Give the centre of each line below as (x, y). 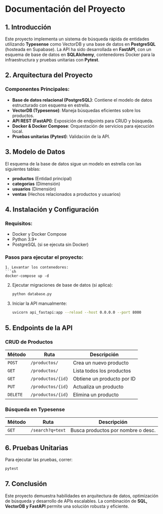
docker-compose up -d (27, 276)
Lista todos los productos (102, 371)
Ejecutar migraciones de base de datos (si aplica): (62, 285)
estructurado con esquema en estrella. (51, 105)
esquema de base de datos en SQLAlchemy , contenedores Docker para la (80, 54)
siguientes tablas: (23, 169)
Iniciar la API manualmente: (40, 303)
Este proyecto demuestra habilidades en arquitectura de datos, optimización (82, 496)
